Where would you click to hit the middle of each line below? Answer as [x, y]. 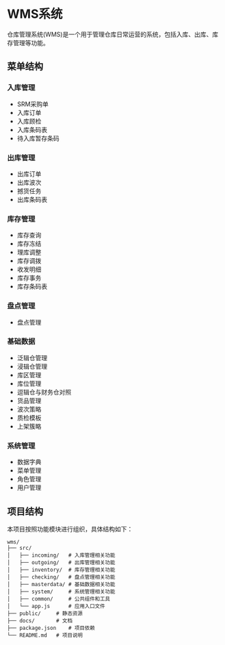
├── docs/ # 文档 [40, 620]
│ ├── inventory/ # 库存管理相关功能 [61, 570]
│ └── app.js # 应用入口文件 [56, 606]
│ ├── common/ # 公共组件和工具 [59, 599]
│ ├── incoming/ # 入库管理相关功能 [61, 555]
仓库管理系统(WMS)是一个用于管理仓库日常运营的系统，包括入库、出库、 [110, 34]
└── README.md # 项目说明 [45, 635]
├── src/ [19, 548]
